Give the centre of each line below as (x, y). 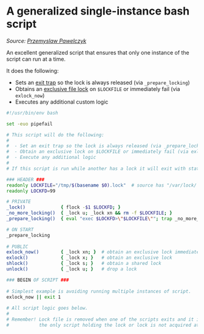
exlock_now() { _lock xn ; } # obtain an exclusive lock (89, 252)
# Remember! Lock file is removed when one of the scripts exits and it (100, 319)
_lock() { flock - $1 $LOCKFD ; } (63, 207)
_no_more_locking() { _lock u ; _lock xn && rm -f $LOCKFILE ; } (89, 213)
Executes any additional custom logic (62, 102)
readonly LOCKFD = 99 (31, 191)
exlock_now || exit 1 (34, 297)
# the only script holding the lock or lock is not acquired (99, 325)
